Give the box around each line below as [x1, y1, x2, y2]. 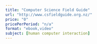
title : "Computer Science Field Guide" [5, 7, 90, 13]
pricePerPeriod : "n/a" [5, 21, 54, 27]
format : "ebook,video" [5, 26, 54, 31]
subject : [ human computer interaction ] [5, 31, 90, 36]
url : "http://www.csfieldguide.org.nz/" [5, 12, 93, 17]
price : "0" [5, 17, 29, 22]
